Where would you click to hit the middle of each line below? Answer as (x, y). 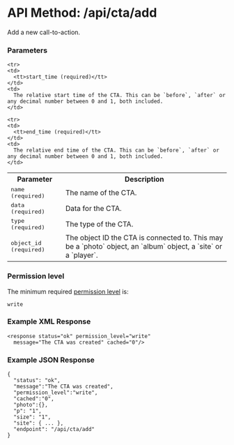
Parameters (27, 50)
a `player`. (82, 255)
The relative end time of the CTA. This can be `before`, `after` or (116, 151)
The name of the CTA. (101, 193)
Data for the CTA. (93, 209)
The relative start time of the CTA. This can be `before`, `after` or (120, 96)
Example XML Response (49, 321)
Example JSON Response (51, 360)
